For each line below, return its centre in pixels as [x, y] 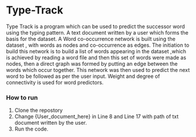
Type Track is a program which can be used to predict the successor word [96, 26]
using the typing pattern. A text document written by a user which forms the [97, 32]
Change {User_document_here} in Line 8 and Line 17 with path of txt [97, 117]
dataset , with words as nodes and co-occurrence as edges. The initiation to [98, 45]
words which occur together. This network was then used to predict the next [98, 70]
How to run [22, 97]
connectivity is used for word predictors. [55, 82]
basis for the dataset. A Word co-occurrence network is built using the [91, 39]
